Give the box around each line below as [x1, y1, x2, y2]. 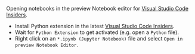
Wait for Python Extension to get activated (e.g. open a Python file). [14, 29, 179, 36]
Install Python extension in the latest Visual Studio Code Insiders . [14, 23, 175, 29]
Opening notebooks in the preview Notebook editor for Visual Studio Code [6, 5, 189, 12]
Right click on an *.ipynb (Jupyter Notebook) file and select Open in [14, 35, 183, 42]
